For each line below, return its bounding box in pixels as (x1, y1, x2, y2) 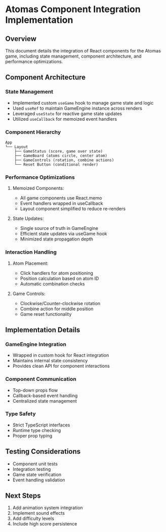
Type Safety (5, 410, 36, 417)
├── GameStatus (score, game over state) (14, 149, 103, 154)
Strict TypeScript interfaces (12, 422, 70, 428)
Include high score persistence (12, 521, 77, 527)
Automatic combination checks (20, 280, 85, 286)
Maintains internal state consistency (12, 358, 88, 364)
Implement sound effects (12, 510, 65, 516)
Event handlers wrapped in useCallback (20, 201, 103, 207)
